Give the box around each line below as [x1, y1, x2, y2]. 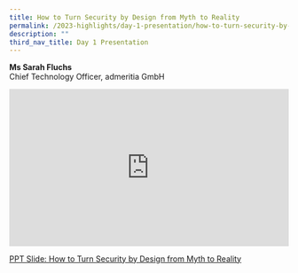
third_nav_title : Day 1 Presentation [9, 37, 149, 47]
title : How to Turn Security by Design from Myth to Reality [9, 12, 240, 22]
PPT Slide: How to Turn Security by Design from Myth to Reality [9, 253, 242, 264]
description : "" [9, 29, 69, 38]
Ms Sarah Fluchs [9, 62, 73, 73]
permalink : [9, 21, 50, 30]
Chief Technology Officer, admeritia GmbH [9, 72, 165, 82]
